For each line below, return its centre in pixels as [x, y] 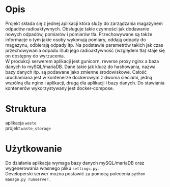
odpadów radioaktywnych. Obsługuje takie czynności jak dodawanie [77, 28]
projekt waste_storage [28, 128]
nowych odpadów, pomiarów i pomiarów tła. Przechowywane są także [79, 34]
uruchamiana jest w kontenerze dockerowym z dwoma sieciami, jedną [79, 77]
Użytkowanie [34, 149]
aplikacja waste [21, 122]
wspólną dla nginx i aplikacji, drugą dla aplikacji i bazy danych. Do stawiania [85, 83]
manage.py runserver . [28, 179]
